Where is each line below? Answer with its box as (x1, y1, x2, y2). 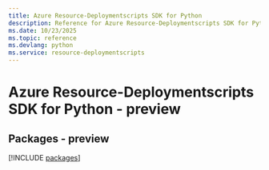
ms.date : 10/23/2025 (8, 26, 78, 34)
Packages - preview (8, 132, 110, 145)
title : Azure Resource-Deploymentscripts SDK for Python (8, 11, 203, 20)
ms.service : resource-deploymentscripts (8, 49, 146, 57)
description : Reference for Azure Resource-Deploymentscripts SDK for (8, 19, 249, 27)
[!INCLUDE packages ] (8, 153, 81, 162)
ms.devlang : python (8, 42, 74, 49)
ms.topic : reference (8, 34, 78, 42)
